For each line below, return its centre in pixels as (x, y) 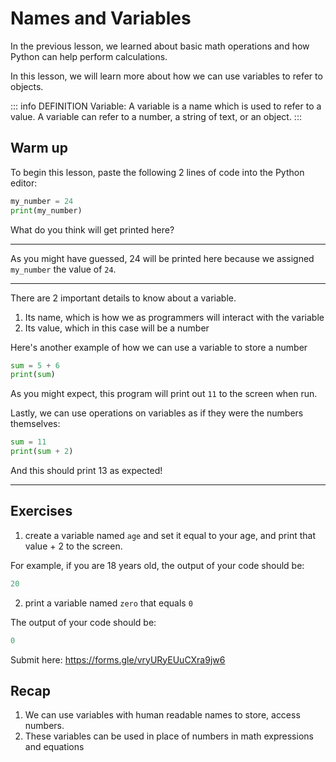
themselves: (35, 424)
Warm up (39, 148)
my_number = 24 (42, 201)
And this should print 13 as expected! (86, 470)
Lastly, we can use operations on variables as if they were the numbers (157, 413)
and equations (54, 747)
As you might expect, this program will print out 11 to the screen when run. (164, 394)
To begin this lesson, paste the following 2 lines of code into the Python (157, 172)
